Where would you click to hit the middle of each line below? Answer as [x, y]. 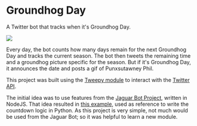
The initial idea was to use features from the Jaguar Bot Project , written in [97, 97]
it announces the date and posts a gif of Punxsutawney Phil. [80, 68]
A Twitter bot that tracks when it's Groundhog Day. [69, 27]
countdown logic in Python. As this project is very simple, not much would [97, 110]
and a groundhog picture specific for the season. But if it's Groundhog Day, [98, 62]
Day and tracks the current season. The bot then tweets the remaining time [98, 56]
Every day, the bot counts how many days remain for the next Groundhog [96, 49]
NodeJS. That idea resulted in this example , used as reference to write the [98, 104]
